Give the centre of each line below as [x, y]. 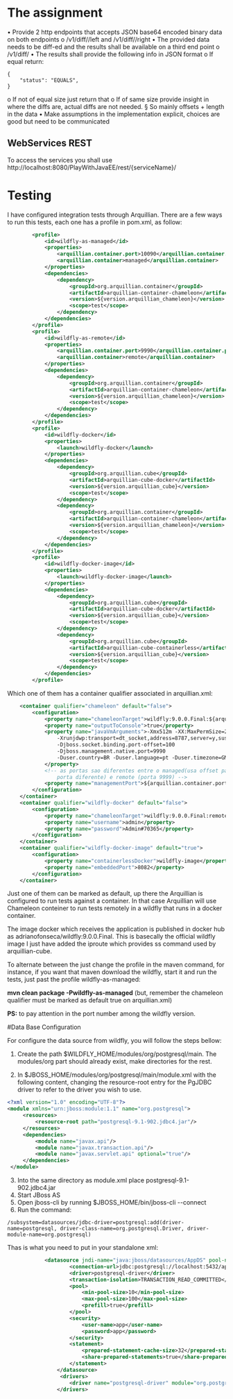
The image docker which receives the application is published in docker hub [116, 929]
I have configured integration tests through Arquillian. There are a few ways [115, 215]
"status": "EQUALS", [49, 80]
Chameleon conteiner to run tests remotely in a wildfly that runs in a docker [115, 908]
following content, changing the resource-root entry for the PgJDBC [114, 1082]
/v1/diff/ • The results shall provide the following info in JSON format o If [110, 54]
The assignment [55, 13]
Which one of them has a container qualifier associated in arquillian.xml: [110, 693]
